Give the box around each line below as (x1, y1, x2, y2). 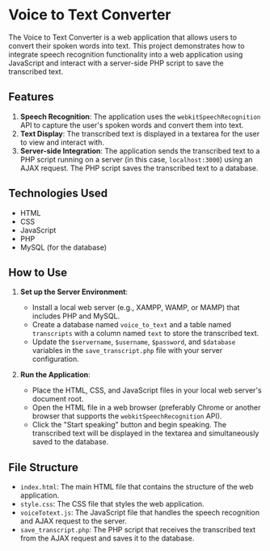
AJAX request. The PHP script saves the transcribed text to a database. (19, 163, 259, 173)
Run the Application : (19, 370, 91, 380)
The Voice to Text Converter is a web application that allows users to (8, 32, 237, 42)
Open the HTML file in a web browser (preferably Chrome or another (32, 402, 261, 413)
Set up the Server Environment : (19, 287, 128, 297)
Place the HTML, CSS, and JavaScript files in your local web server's (32, 385, 262, 395)
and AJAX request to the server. (19, 516, 128, 526)
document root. (32, 394, 84, 404)
